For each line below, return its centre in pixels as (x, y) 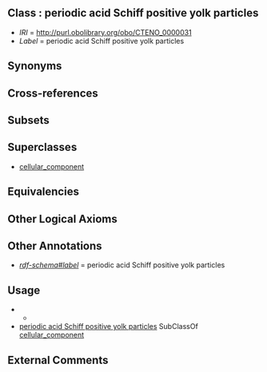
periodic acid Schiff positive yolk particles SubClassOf (109, 326)
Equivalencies (43, 192)
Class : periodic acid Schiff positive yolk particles (133, 13)
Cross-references (53, 93)
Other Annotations (55, 245)
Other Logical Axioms (62, 219)
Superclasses (42, 147)
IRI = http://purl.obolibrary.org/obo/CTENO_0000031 (106, 32)
